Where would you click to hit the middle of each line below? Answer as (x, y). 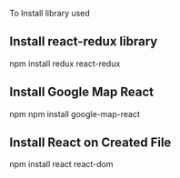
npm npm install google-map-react (75, 114)
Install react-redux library (84, 41)
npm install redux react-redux (65, 64)
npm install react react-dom (61, 164)
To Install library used (50, 13)
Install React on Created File (90, 143)
